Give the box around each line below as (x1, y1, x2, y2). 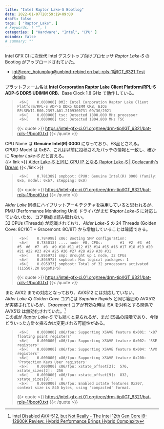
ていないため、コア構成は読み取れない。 (5, 214, 86, 220)
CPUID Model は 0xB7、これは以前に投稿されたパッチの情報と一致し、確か (5, 147, 156, 153)
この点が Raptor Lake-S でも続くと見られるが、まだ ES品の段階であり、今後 (5, 314, 159, 320)
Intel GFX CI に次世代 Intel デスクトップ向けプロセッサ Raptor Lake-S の (5, 53, 150, 58)
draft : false (5, 16, 32, 21)
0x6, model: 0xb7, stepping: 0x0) (17, 178, 87, 183)
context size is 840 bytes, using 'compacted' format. (17, 386, 131, 390)
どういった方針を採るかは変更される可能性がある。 (5, 320, 108, 326)
